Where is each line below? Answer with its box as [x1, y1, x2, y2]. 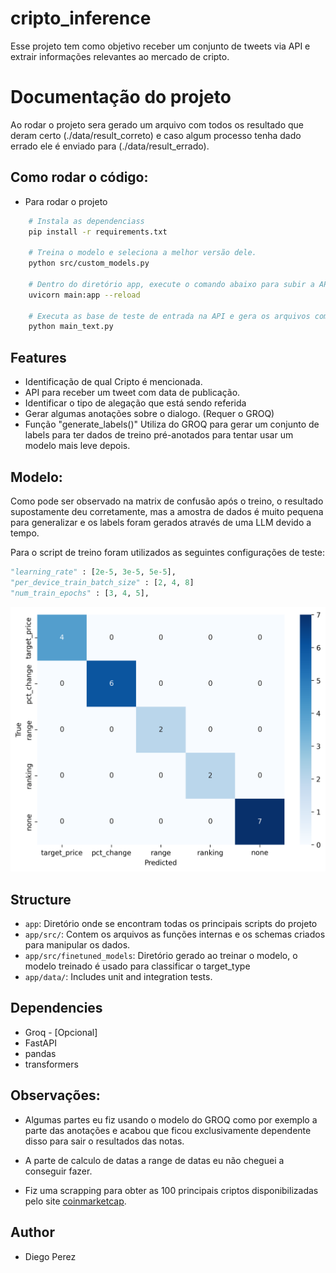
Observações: [10, 1087, 101, 1104]
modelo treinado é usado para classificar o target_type [24, 960, 251, 972]
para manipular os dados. [24, 939, 131, 951]
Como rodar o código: [10, 169, 149, 186]
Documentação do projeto [10, 86, 232, 109]
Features [10, 349, 67, 366]
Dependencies [10, 1000, 103, 1017]
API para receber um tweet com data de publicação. [24, 387, 241, 399]
